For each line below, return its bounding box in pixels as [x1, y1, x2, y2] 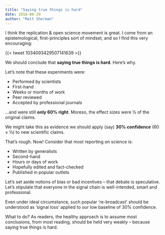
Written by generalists [12, 149, 57, 155]
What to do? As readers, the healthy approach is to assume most [5, 214, 137, 220]
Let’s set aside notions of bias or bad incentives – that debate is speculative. [5, 179, 161, 185]
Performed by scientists [12, 78, 61, 84]
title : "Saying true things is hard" [5, 7, 83, 12]
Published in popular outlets [12, 169, 70, 175]
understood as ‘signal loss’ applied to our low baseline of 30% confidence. [5, 204, 157, 210]
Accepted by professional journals [12, 100, 82, 106]
